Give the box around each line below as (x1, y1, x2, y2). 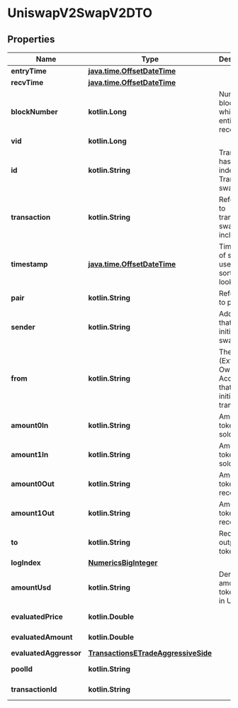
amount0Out (11, 479, 55, 488)
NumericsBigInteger (88, 558, 158, 568)
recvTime (11, 78, 44, 87)
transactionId (11, 685, 57, 694)
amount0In (11, 420, 49, 430)
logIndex (11, 558, 41, 568)
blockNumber (11, 107, 58, 116)
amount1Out (11, 508, 55, 518)
